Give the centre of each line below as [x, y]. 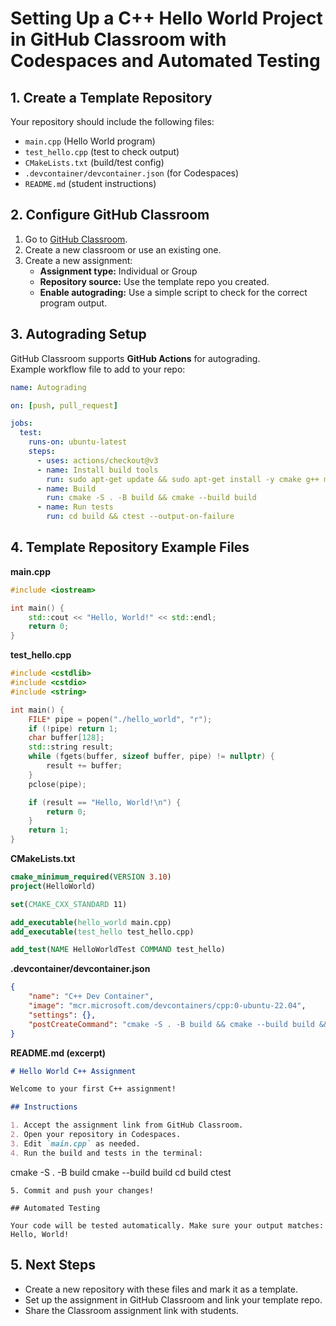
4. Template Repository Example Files [130, 547]
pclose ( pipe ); [57, 784]
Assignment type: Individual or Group [118, 271]
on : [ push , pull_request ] [64, 405]
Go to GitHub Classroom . [76, 239]
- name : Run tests [75, 507]
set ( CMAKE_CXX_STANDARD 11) [69, 904]
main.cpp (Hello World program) [90, 141]
